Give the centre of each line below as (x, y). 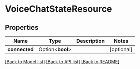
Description (90, 41)
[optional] (121, 49)
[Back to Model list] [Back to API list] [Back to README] (62, 62)
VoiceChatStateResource (59, 9)
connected (21, 49)
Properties (22, 27)
